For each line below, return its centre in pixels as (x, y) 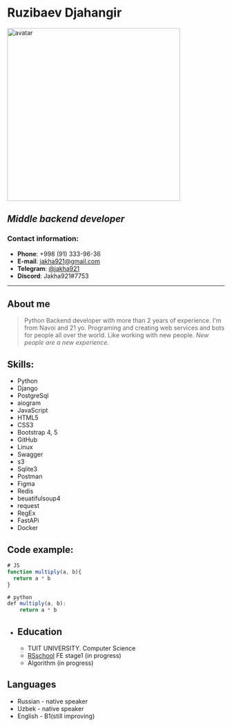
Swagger (30, 455)
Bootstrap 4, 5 (37, 433)
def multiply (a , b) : (37, 604)
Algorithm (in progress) (60, 663)
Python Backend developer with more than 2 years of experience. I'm (123, 321)
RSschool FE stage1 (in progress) (75, 655)
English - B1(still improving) (56, 716)
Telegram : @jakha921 (48, 268)
